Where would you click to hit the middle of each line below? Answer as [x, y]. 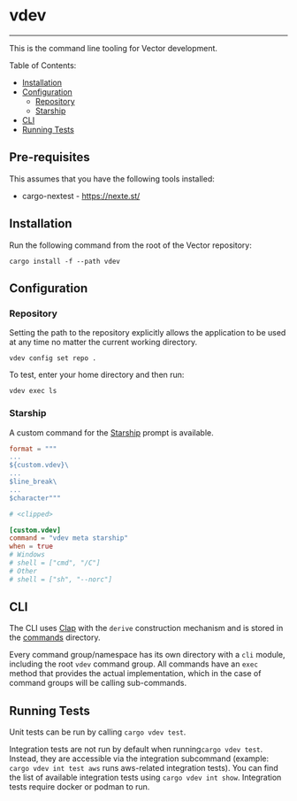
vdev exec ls [33, 391]
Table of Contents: [43, 65]
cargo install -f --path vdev [65, 261]
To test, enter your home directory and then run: [97, 375]
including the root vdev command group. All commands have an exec [134, 664]
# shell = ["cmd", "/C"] [55, 563]
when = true [31, 547]
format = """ [33, 449]
